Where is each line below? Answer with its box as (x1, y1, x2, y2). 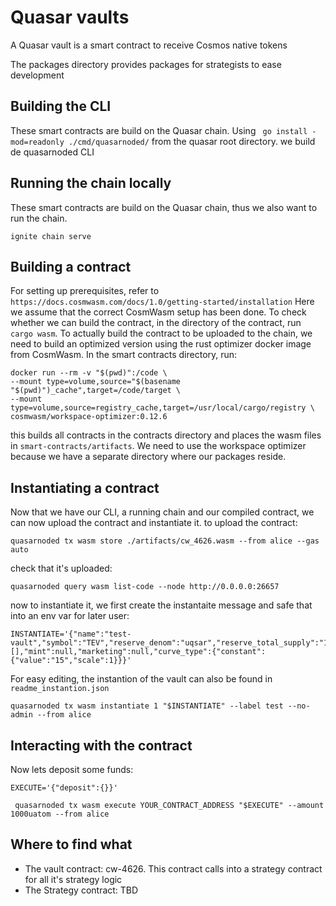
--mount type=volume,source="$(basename (10, 377, 182, 387)
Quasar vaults (10, 6, 130, 29)
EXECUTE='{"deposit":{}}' (10, 783, 118, 793)
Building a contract (10, 258, 132, 275)
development (10, 69, 65, 81)
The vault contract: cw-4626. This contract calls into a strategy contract (24, 862, 323, 875)
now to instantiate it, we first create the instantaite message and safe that (10, 599, 313, 611)
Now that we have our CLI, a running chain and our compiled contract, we (10, 506, 315, 518)
